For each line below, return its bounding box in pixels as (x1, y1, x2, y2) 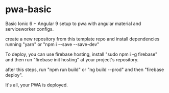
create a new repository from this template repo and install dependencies (5, 36, 160, 42)
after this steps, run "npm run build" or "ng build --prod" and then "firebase (5, 66, 164, 73)
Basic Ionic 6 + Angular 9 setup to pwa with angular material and (5, 20, 141, 27)
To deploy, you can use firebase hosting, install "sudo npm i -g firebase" (5, 51, 158, 57)
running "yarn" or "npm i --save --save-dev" (5, 41, 100, 47)
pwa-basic (5, 4, 52, 15)
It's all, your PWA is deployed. (5, 82, 68, 88)
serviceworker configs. (5, 26, 54, 32)
